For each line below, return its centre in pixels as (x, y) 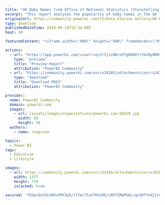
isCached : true (29, 186)
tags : (11, 150)
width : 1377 (26, 177)
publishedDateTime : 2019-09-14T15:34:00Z (48, 28)
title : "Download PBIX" (38, 82)
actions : (14, 50)
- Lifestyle (22, 159)
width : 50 (28, 118)
